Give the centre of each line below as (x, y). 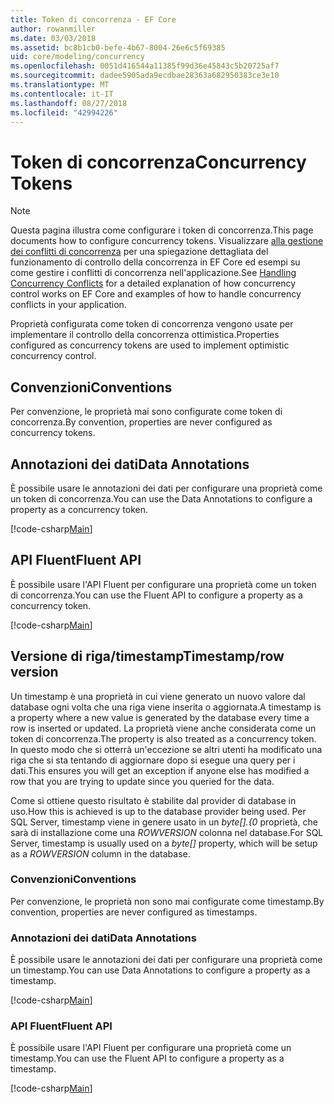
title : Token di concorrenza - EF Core (93, 19)
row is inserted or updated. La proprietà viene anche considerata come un (163, 728)
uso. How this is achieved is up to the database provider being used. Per (158, 811)
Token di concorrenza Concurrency (158, 162)
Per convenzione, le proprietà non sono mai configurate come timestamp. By (167, 901)
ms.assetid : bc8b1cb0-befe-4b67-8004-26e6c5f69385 (118, 47)
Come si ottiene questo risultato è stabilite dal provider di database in (153, 800)
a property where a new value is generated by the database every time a (160, 717)
